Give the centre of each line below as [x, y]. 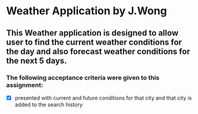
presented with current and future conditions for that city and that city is [103, 98]
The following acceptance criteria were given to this [83, 77]
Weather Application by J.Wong [87, 11]
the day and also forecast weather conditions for [98, 51]
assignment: [25, 85]
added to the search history [49, 104]
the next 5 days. [37, 61]
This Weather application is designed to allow [92, 33]
